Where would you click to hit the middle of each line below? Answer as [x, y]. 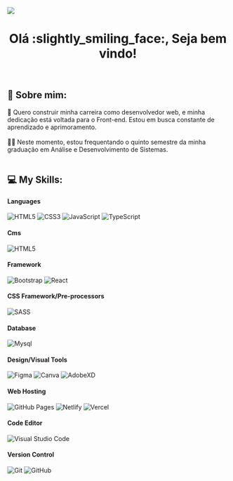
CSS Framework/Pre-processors [56, 296]
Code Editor [25, 423]
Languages [24, 201]
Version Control [31, 455]
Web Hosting [27, 391]
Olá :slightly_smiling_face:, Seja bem [118, 39]
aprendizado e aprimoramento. [52, 127]
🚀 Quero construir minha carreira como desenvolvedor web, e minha [106, 112]
